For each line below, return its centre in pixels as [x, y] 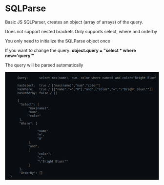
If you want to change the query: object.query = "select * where [71, 50]
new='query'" [20, 55]
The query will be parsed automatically [44, 65]
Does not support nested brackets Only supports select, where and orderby [81, 31]
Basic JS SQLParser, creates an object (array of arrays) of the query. [74, 22]
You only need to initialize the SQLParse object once [58, 41]
